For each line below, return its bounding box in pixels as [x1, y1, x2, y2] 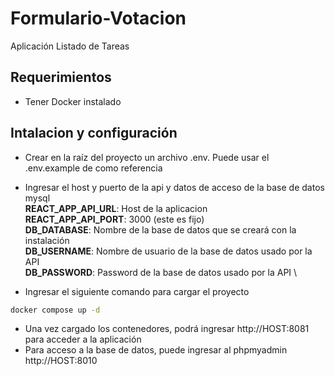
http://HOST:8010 [24, 355, 98, 367]
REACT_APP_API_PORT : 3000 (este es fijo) [24, 213, 205, 225]
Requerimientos [10, 69, 112, 86]
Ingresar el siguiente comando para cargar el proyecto [24, 285, 250, 297]
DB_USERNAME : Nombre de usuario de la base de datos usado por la [24, 245, 313, 257]
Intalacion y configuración [10, 125, 178, 142]
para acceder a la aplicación [24, 333, 142, 346]
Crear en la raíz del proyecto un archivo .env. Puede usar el [24, 151, 270, 163]
